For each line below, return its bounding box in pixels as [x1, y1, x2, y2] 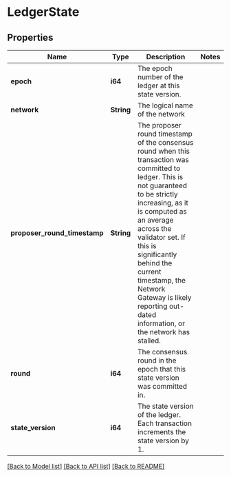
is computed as [137, 207, 188, 216]
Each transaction [137, 418, 192, 428]
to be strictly [137, 190, 178, 199]
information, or [137, 318, 186, 328]
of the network [137, 110, 186, 119]
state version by [137, 436, 190, 445]
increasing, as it [137, 198, 189, 207]
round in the [137, 356, 177, 365]
